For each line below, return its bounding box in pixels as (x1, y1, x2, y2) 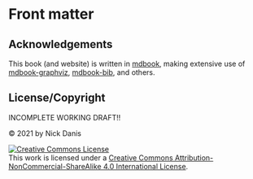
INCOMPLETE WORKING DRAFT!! (8, 112, 121, 122)
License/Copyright (8, 91, 106, 105)
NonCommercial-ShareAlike (8, 161, 102, 171)
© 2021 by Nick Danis (8, 128, 81, 138)
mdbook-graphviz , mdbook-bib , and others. (8, 68, 155, 77)
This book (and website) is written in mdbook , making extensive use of (8, 59, 246, 68)
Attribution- (174, 152, 214, 163)
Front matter (8, 5, 94, 24)
